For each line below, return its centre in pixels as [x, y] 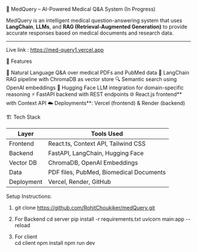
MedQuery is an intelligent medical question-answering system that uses [94, 20]
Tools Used [107, 134]
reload [22, 225]
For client [26, 237]
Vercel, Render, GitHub [79, 182]
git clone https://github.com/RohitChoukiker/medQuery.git [85, 208]
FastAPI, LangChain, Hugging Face [96, 153]
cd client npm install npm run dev [55, 243]
